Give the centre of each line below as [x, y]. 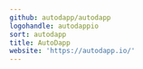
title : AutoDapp [40, 43]
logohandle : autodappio [54, 26]
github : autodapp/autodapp [60, 17]
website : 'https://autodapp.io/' [72, 51]
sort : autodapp [38, 34]
